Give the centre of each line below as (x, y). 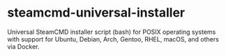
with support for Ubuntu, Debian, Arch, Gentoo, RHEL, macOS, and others (113, 39)
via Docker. (23, 46)
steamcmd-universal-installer (96, 13)
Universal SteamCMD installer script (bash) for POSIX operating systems (112, 32)
